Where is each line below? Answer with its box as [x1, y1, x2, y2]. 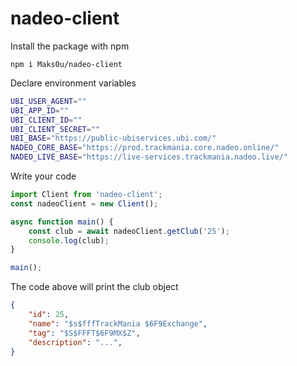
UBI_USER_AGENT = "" [10, 96, 87, 106]
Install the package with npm [10, 40, 130, 52]
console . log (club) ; [28, 235, 110, 246]
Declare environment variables [10, 77, 137, 89]
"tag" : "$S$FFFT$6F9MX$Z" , [28, 328, 141, 338]
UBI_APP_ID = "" [10, 105, 70, 116]
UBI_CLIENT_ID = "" [10, 115, 83, 125]
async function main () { [10, 217, 114, 227]
